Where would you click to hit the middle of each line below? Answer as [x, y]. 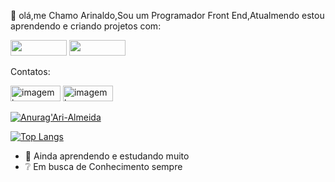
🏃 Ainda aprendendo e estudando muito [107, 156]
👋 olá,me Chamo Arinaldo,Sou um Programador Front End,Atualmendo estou [167, 15]
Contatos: [30, 71]
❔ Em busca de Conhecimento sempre [103, 166]
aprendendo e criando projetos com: [86, 26]
